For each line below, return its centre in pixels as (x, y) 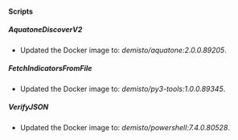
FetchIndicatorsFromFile (50, 68)
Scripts (21, 11)
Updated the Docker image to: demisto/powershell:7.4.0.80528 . (125, 127)
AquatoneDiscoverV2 (45, 30)
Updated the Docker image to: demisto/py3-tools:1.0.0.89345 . (123, 89)
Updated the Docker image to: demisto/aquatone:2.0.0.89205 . (123, 50)
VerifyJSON (29, 107)
